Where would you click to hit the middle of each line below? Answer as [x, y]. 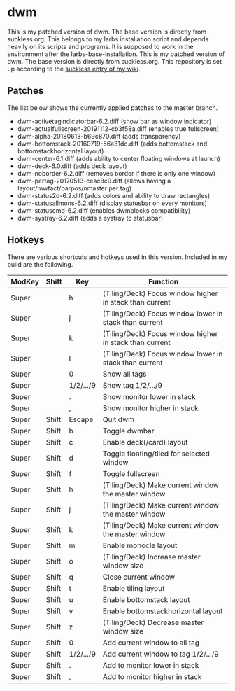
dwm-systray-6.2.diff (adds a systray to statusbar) [90, 218]
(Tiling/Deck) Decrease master [153, 622]
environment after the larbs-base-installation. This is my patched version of [116, 54]
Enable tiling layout [134, 588]
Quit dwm [119, 419]
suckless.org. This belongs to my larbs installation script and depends [108, 39]
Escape [81, 419]
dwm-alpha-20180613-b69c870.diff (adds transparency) [99, 136]
